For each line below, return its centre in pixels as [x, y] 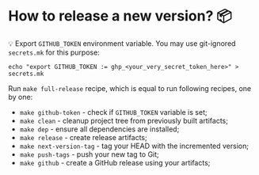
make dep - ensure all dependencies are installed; [99, 129]
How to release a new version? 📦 [120, 16]
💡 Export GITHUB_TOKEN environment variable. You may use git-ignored [122, 43]
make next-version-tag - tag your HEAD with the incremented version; [134, 146]
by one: [21, 97]
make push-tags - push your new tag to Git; [90, 154]
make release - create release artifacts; [84, 137]
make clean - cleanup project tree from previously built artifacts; [124, 120]
